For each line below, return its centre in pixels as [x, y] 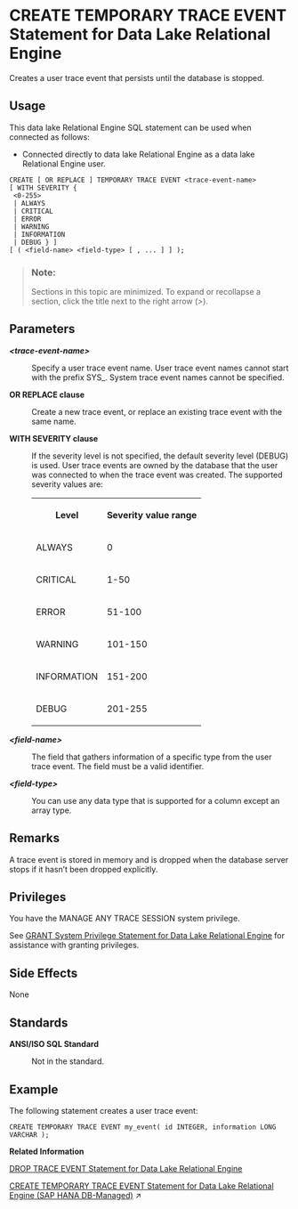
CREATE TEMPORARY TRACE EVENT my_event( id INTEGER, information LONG [143, 1127]
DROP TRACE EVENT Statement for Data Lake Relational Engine [126, 1168]
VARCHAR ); [29, 1135]
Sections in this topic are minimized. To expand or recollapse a [145, 292]
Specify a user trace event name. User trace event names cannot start [160, 368]
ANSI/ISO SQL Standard [54, 1044]
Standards [39, 1022]
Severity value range [152, 515]
